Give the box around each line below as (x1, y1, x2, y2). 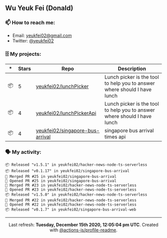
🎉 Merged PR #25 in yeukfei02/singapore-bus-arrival (5, 174, 117, 179)
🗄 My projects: (5, 50, 41, 57)
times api (104, 133, 126, 140)
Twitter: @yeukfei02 (12, 37, 54, 44)
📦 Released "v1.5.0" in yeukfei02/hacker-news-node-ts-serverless (5, 192, 148, 197)
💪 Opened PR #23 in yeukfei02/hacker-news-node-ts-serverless (5, 187, 137, 192)
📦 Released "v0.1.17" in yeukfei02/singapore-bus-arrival (5, 169, 130, 174)
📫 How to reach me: (5, 19, 56, 26)
